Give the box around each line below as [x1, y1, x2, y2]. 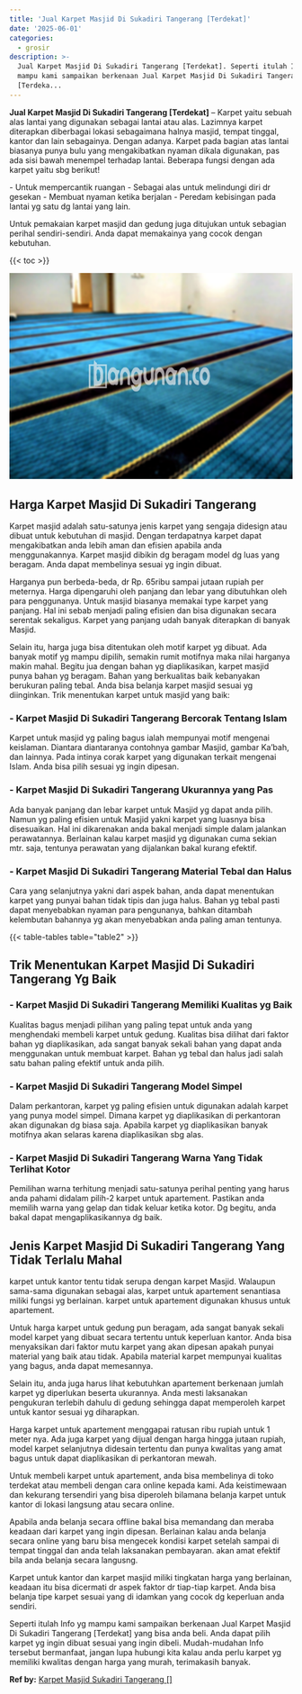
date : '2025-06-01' [9, 23, 83, 33]
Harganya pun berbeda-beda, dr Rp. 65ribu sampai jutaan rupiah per [9, 576, 264, 587]
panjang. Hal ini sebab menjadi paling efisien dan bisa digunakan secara [9, 605, 277, 616]
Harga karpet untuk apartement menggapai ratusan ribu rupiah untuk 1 [9, 1424, 271, 1436]
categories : [9, 33, 54, 42]
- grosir [17, 43, 50, 52]
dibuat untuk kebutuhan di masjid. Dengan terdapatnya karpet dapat [9, 530, 262, 541]
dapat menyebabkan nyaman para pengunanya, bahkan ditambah [9, 904, 253, 915]
